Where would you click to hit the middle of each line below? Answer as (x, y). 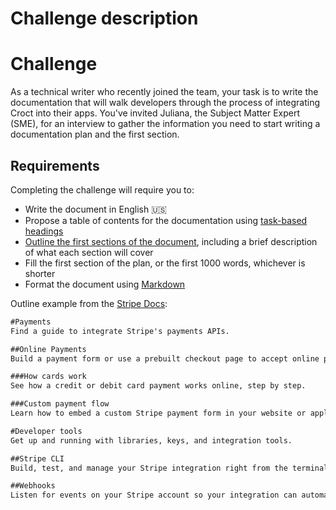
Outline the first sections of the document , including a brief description (171, 241)
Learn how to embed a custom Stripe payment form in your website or (158, 413)
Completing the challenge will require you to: (102, 189)
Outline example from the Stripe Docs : (89, 303)
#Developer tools (46, 431)
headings (44, 231)
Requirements (55, 165)
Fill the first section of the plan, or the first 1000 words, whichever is (165, 263)
